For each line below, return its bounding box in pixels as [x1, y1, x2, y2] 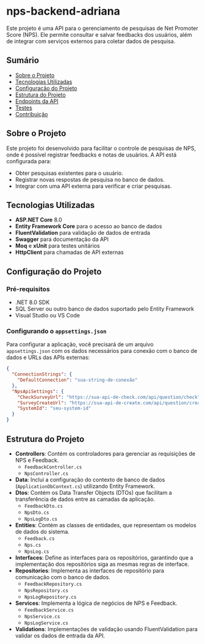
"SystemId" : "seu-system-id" [17, 405, 92, 412]
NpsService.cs [24, 613, 60, 620]
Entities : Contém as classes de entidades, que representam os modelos [15, 521, 196, 528]
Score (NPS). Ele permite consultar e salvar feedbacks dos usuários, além [6, 31, 192, 38]
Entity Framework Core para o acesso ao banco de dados [15, 223, 162, 230]
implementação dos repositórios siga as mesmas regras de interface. [15, 560, 190, 568]
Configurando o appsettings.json [6, 327, 107, 335]
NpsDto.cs [24, 509, 50, 516]
